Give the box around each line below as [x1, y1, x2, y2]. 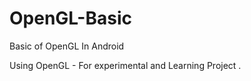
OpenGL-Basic [9, 7, 132, 30]
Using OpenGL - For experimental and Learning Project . [9, 59, 242, 71]
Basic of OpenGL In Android [9, 40, 125, 52]
